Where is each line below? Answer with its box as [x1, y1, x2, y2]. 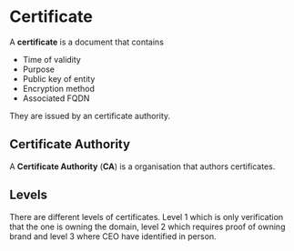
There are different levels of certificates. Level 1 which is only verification [9, 211, 284, 222]
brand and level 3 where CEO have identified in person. [9, 230, 217, 242]
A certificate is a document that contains [9, 36, 164, 47]
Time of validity [22, 54, 82, 65]
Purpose [22, 64, 56, 75]
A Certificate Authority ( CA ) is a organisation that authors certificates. [9, 161, 276, 172]
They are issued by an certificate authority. [9, 110, 171, 121]
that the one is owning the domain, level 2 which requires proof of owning [9, 221, 286, 232]
